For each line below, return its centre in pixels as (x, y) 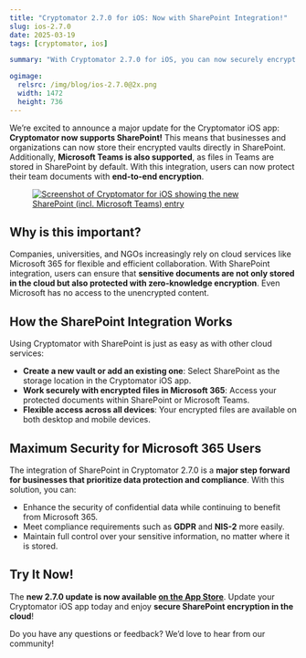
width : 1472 (41, 93)
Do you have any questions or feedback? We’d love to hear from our (137, 633)
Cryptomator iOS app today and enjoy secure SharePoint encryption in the (152, 606)
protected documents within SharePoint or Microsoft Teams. (136, 400)
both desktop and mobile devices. (86, 420)
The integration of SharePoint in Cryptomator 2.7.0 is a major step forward (150, 470)
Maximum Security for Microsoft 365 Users (136, 448)
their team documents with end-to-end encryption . (107, 176)
